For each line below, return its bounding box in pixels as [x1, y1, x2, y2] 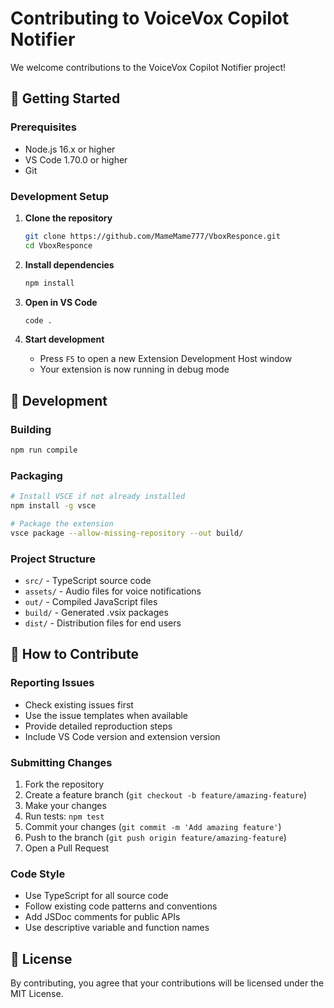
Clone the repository [24, 212, 113, 224]
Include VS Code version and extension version [24, 730, 221, 742]
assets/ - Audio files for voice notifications [24, 585, 202, 597]
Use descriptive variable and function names [24, 922, 210, 934]
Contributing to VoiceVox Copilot [10, 7, 290, 30]
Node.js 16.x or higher [24, 143, 116, 155]
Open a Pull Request [24, 842, 110, 854]
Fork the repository [24, 778, 105, 791]
